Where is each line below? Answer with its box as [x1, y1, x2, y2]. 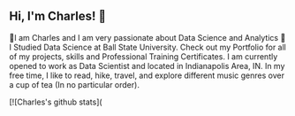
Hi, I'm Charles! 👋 [9, 9, 107, 24]
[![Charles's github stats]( [9, 97, 103, 107]
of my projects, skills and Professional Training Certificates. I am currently [9, 50, 278, 62]
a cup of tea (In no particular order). [9, 79, 140, 89]
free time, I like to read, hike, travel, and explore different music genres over [9, 70, 285, 81]
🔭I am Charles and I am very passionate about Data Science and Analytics [9, 32, 279, 43]
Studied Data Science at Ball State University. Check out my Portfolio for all [12, 42, 287, 52]
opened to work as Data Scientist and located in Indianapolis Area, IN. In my [9, 60, 285, 71]
